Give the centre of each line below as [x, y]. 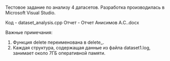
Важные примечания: [29, 32]
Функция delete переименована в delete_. [58, 42]
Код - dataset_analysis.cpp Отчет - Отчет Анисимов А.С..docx [72, 23]
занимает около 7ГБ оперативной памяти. [59, 53]
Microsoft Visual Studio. [30, 13]
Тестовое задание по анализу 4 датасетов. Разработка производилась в [85, 7]
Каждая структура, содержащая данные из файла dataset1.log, [82, 48]
